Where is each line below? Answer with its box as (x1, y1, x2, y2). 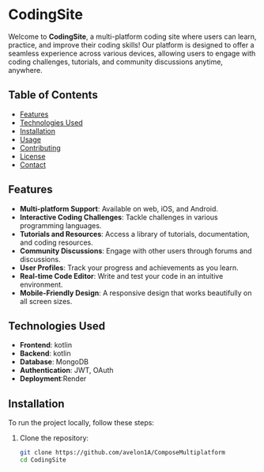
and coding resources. (19, 238, 93, 247)
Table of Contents (8, 89, 99, 102)
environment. (19, 280, 63, 289)
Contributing (19, 143, 61, 152)
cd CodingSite (19, 456, 66, 464)
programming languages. (19, 220, 102, 230)
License (19, 151, 46, 161)
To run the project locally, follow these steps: (8, 418, 154, 428)
